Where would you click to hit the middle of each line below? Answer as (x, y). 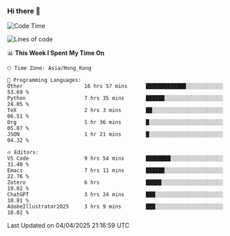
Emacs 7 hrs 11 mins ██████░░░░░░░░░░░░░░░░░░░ (115, 171)
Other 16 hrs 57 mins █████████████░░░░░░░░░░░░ (115, 86)
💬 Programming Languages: (44, 81)
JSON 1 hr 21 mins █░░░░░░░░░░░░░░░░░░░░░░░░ (115, 135)
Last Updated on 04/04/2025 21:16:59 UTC (68, 226)
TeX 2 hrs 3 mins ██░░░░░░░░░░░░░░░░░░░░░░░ (115, 110)
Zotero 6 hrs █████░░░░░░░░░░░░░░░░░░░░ (115, 183)
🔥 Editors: (23, 153)
